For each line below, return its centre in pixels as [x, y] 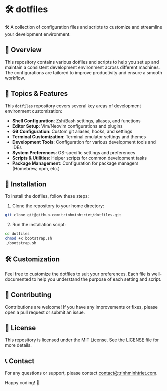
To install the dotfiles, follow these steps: [47, 196]
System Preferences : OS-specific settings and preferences [74, 152]
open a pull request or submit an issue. [45, 312]
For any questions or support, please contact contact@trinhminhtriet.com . [81, 373]
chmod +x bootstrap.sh [29, 239]
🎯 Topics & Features [37, 94]
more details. [19, 345]
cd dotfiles [17, 234]
